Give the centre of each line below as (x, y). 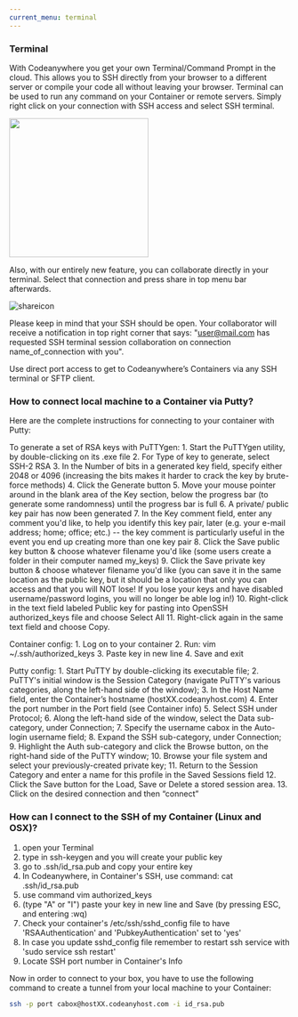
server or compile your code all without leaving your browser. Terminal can (146, 86)
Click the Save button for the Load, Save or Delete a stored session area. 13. (149, 785)
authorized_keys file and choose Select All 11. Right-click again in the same (146, 617)
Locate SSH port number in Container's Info (102, 961)
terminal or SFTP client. (52, 378)
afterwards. (30, 288)
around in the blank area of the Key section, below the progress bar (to (139, 495)
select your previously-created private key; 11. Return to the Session (133, 765)
